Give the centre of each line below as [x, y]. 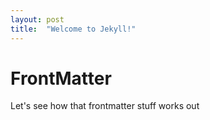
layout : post [37, 19]
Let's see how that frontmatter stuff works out [105, 106]
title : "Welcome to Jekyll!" [73, 29]
